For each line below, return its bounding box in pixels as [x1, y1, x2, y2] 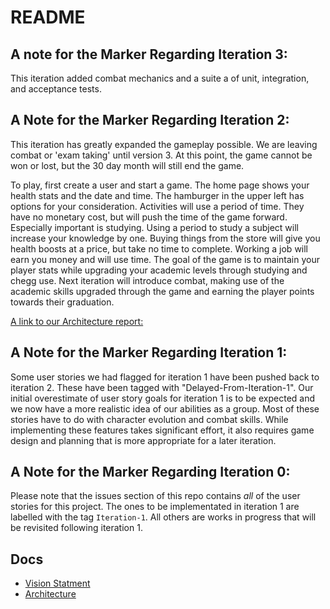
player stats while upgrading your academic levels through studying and [10, 264, 308, 276]
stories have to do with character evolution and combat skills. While [10, 413, 289, 425]
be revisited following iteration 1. [10, 522, 143, 534]
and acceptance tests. [10, 83, 102, 95]
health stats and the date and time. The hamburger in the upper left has [10, 189, 305, 201]
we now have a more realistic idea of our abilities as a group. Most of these [10, 402, 320, 415]
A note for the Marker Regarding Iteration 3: [10, 46, 288, 63]
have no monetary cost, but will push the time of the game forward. [10, 211, 288, 223]
